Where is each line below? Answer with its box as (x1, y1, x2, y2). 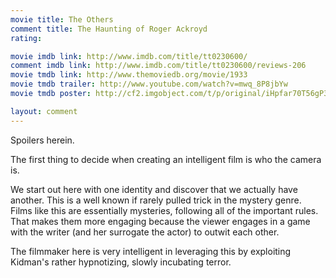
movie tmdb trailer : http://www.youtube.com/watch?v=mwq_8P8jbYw (10, 79, 288, 90)
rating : (10, 33, 43, 43)
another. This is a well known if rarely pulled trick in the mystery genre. (10, 194, 302, 206)
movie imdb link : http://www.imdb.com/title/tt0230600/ (10, 51, 248, 61)
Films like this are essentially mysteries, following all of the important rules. (10, 204, 319, 216)
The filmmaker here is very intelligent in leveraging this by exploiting (10, 245, 292, 257)
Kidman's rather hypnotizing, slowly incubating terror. (10, 256, 232, 268)
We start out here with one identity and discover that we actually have (10, 183, 298, 195)
